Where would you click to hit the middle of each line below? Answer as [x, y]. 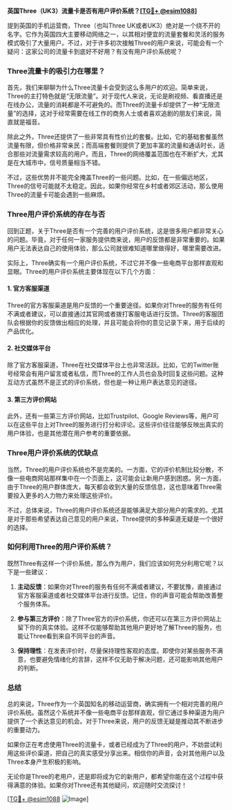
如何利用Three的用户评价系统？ [60, 547]
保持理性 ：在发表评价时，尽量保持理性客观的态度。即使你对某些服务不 [117, 650]
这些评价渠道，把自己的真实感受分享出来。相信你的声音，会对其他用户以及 [119, 753]
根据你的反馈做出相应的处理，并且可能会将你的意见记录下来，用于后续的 [122, 322]
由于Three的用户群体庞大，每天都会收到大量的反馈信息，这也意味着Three [112, 486]
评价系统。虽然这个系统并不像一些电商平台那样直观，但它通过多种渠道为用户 [116, 712]
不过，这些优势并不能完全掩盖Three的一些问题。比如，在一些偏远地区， [109, 177]
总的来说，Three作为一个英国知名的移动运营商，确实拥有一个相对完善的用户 [115, 704]
